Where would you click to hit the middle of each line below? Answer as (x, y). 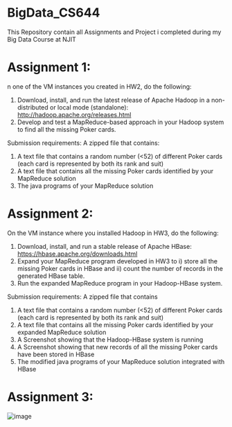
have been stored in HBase (56, 354)
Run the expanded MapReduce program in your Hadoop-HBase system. (120, 283)
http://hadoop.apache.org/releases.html (74, 114)
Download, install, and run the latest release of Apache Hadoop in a (113, 100)
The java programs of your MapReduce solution (85, 186)
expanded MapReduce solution (62, 332)
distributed (33, 107)
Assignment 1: (49, 68)
